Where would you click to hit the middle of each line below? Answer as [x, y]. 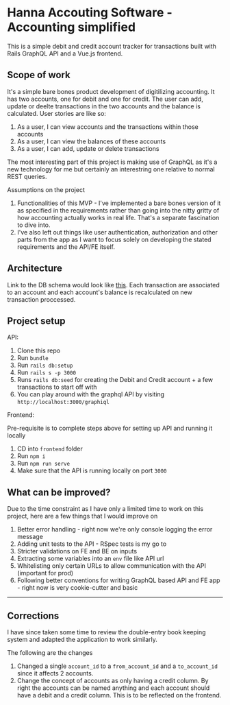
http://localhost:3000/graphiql [63, 403]
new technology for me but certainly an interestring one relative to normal [111, 169]
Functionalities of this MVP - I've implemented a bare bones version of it [119, 203]
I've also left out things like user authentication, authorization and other [117, 232]
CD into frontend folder [50, 449]
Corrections [33, 616]
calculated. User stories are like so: [56, 113]
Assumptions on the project [46, 189]
